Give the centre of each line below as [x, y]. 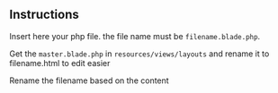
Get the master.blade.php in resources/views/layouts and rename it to [139, 54]
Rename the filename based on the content [89, 80]
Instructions [44, 15]
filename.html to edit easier [60, 63]
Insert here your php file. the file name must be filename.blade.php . [135, 36]
